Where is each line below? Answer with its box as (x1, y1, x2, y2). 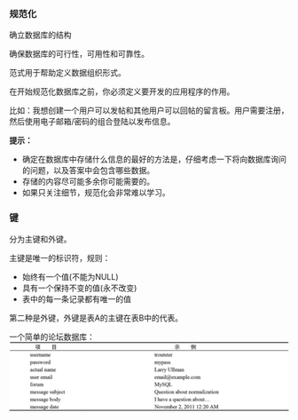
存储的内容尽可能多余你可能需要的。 (21, 176, 155, 187)
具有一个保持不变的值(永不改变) (21, 282, 137, 293)
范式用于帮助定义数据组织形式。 (9, 67, 126, 78)
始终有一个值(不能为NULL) (21, 271, 119, 281)
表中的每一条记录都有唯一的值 (21, 293, 131, 304)
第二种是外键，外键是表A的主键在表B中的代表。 (9, 313, 184, 323)
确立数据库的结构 (9, 29, 72, 41)
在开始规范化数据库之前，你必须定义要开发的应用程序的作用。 (9, 86, 235, 97)
